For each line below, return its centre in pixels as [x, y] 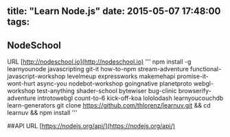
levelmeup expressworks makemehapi [121, 76]
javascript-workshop [36, 76]
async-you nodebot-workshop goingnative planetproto [114, 84]
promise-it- [193, 76]
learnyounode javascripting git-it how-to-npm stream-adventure [98, 69]
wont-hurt [21, 84]
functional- [206, 69]
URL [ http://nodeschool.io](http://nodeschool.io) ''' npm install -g [99, 62]
